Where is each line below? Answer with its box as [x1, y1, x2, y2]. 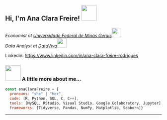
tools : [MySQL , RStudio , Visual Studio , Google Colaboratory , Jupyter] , [9, 101, 164, 106]
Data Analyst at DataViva [5, 43, 57, 49]
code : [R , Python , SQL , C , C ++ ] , [9, 96, 79, 101]
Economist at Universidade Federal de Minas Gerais [5, 32, 112, 38]
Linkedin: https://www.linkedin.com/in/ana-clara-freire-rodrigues [5, 52, 138, 58]
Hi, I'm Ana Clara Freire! [5, 14, 81, 23]
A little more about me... [21, 75, 82, 82]
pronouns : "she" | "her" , [9, 91, 64, 96]
